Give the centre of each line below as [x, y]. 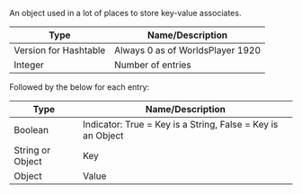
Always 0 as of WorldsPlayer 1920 [187, 50]
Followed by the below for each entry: [80, 87]
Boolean [31, 130]
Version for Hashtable [60, 50]
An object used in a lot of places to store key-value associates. [125, 13]
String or [32, 150]
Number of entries [152, 65]
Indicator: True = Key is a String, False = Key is [180, 124]
